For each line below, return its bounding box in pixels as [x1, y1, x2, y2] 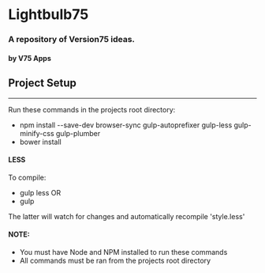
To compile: [8, 173, 47, 182]
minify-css [19, 128, 54, 138]
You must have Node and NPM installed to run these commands [19, 247, 228, 256]
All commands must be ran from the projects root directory [19, 256, 211, 265]
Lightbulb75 [8, 6, 89, 24]
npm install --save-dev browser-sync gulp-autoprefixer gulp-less [19, 120, 233, 130]
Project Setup [8, 77, 77, 90]
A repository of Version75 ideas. [8, 34, 136, 45]
